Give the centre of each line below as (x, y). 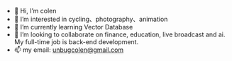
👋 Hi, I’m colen (35, 11)
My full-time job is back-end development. (76, 42)
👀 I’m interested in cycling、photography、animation (91, 19)
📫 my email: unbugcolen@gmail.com (69, 50)
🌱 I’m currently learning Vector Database (73, 27)
